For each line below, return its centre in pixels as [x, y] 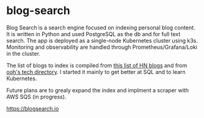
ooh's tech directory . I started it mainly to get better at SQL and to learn [96, 72]
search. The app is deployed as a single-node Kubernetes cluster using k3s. [102, 40]
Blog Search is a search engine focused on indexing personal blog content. [101, 28]
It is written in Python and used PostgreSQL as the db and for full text [93, 34]
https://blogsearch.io [33, 108]
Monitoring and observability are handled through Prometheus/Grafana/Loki [102, 47]
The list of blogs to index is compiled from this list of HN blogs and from [97, 65]
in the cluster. [24, 53]
